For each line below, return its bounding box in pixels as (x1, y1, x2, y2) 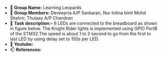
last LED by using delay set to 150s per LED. (9, 36, 99, 42)
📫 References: (9, 47, 42, 53)
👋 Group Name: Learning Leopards (9, 5, 81, 10)
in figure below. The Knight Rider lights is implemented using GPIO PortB (9, 26, 158, 31)
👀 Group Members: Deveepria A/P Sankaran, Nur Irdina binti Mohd (9, 10, 146, 16)
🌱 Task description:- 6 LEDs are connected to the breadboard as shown (9, 20, 158, 26)
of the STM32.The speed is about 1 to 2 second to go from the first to (9, 31, 151, 36)
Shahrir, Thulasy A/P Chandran (9, 15, 73, 21)
